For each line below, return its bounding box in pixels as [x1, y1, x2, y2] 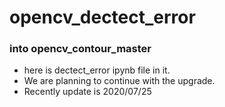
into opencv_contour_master [9, 42, 152, 56]
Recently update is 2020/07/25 [23, 86, 152, 98]
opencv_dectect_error [9, 6, 196, 29]
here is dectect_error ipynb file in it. [23, 64, 171, 76]
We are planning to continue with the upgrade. [23, 75, 216, 87]
